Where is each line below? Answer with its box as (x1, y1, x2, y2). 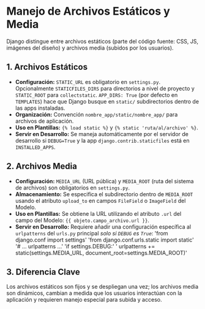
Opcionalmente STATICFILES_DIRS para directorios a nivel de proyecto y (15, 85, 195, 92)
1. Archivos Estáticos (6, 62, 88, 72)
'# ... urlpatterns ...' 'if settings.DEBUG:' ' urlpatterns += (15, 242, 155, 250)
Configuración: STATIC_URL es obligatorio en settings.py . (15, 78, 161, 85)
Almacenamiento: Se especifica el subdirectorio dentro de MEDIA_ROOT (15, 190, 193, 197)
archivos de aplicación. (15, 117, 74, 124)
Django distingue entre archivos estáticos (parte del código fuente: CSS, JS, (6, 37, 199, 45)
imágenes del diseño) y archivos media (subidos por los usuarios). (6, 44, 174, 51)
